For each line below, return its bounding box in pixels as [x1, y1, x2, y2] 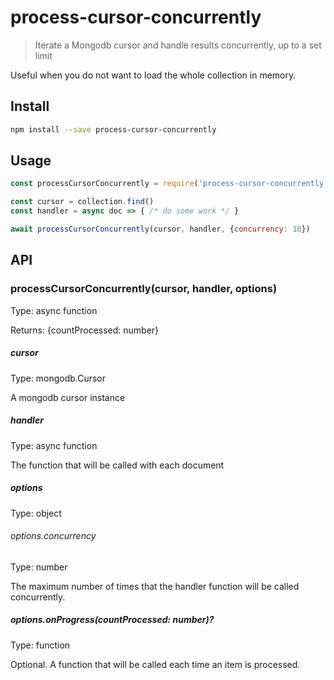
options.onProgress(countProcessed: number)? [10, 614, 215, 626]
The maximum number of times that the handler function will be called [10, 580, 300, 592]
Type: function [10, 639, 71, 651]
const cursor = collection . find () [10, 197, 155, 207]
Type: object [10, 507, 62, 519]
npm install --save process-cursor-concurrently [10, 124, 217, 135]
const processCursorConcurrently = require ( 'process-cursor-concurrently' [10, 179, 329, 189]
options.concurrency [10, 530, 97, 542]
